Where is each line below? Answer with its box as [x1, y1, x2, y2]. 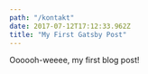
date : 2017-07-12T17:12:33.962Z [9, 22, 131, 31]
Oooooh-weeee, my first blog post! [9, 55, 140, 66]
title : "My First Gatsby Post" [9, 30, 127, 39]
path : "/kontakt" [9, 13, 75, 23]
